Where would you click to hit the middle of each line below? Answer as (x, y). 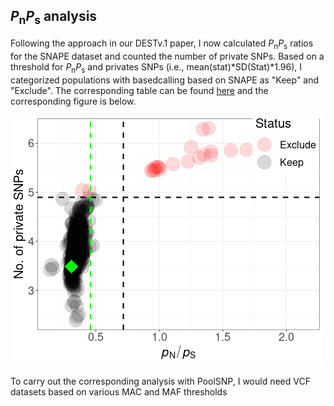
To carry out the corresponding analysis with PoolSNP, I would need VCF (160, 381)
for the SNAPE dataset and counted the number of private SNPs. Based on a (167, 56)
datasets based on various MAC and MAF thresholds (119, 391)
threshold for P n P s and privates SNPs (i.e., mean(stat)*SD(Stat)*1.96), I (156, 67)
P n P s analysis (54, 18)
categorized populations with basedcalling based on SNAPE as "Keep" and (165, 80)
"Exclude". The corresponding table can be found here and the (139, 90)
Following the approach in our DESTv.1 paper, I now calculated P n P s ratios (162, 44)
